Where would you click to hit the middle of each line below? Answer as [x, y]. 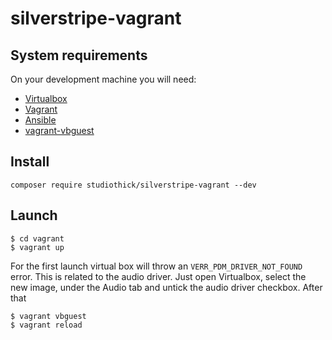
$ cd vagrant [37, 238]
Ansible [40, 120]
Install [30, 162]
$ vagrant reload [46, 325]
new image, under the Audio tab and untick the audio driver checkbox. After [166, 287]
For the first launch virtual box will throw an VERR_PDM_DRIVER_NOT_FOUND [156, 266]
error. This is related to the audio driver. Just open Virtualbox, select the [158, 276]
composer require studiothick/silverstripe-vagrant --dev [133, 185]
